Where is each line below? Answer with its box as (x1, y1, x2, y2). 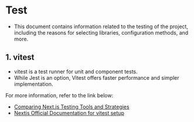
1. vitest (5, 52, 35, 62)
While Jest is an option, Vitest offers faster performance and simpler (13, 74, 179, 81)
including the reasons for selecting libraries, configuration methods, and (13, 29, 189, 36)
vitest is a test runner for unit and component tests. (13, 68, 138, 75)
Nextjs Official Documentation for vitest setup (13, 109, 124, 116)
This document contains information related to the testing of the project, (13, 23, 189, 30)
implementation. (13, 80, 53, 87)
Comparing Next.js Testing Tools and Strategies (13, 103, 130, 110)
